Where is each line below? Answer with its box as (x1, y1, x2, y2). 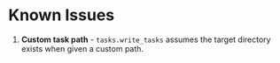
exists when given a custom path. (20, 43, 144, 53)
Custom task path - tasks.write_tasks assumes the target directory (20, 34, 271, 45)
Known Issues (8, 5, 115, 25)
